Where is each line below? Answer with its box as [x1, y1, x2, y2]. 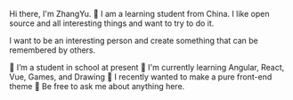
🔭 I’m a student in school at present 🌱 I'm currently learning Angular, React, [9, 62, 285, 72]
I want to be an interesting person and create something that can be [9, 36, 258, 46]
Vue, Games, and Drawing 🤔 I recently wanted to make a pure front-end [9, 71, 273, 82]
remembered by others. [9, 45, 96, 55]
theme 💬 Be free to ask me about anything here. [9, 81, 185, 91]
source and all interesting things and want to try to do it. [9, 18, 215, 29]
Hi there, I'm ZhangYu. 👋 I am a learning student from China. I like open [9, 9, 270, 19]
